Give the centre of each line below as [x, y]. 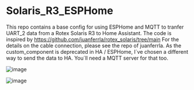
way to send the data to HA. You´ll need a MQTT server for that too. [87, 58]
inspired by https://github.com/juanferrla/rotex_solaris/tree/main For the [93, 39]
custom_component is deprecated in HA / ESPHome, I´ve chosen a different [97, 51]
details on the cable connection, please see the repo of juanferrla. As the [94, 46]
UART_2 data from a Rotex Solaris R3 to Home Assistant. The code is [89, 33]
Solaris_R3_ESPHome [60, 11]
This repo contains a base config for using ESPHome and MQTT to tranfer [95, 27]
